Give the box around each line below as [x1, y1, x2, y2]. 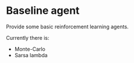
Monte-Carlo [14, 45, 45, 53]
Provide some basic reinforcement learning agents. [6, 23, 129, 30]
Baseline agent [6, 4, 80, 17]
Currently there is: [6, 34, 50, 41]
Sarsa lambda [14, 51, 48, 58]
